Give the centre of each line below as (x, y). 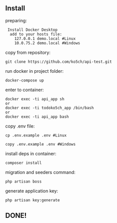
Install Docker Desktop (32, 30)
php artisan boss (24, 182)
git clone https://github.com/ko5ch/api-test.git (59, 62)
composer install (24, 163)
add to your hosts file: (36, 34)
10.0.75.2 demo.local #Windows (47, 43)
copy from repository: (28, 52)
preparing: (16, 20)
